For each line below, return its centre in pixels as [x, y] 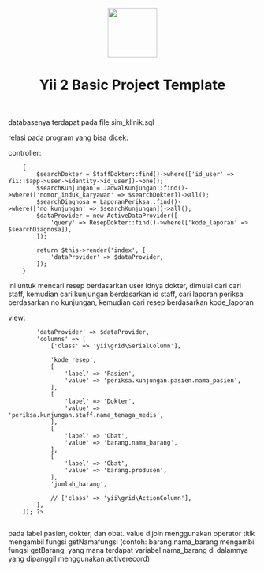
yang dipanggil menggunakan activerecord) [79, 558]
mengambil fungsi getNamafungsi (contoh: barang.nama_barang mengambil [132, 542]
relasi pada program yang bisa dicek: [68, 137]
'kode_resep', [73, 359]
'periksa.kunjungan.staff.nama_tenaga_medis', [86, 415]
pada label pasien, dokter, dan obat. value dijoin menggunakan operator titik [132, 533]
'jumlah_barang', [79, 484]
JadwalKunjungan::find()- [146, 188]
